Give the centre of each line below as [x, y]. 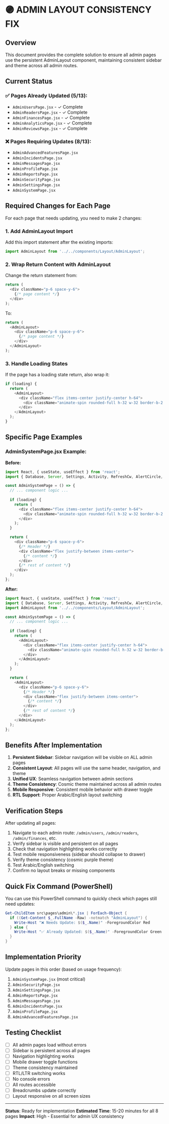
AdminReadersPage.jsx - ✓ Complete [50, 112]
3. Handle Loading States [36, 364]
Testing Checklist [33, 1033]
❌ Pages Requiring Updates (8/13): [48, 141]
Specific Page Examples [44, 437]
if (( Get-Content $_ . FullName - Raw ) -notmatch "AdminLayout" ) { [78, 918]
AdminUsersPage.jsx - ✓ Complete [48, 107]
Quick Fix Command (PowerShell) [59, 886]
